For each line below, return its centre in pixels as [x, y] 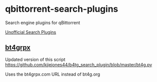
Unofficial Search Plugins [31, 32]
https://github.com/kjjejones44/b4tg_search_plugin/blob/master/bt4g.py [79, 64]
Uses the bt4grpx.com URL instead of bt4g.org [53, 74]
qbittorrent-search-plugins [62, 9]
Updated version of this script [35, 59]
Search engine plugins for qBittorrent [43, 23]
